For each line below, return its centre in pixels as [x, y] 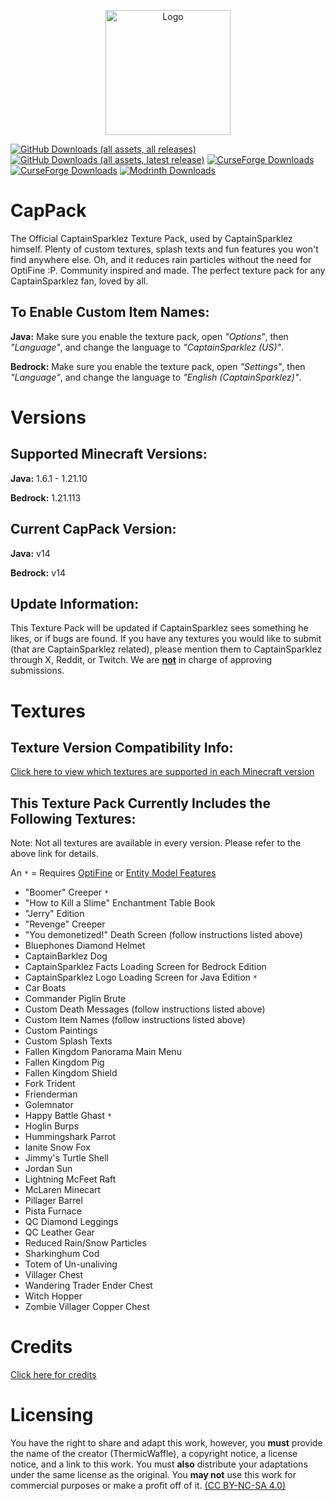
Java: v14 [30, 553]
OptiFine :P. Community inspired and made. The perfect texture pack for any [168, 270]
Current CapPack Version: [93, 529]
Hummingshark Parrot [70, 1137]
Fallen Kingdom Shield [71, 1073]
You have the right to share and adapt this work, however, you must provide [166, 1443]
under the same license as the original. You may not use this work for [153, 1475]
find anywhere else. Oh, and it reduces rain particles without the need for [161, 259]
